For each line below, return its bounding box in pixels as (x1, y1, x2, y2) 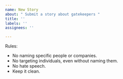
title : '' (5, 16, 26, 21)
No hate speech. (12, 63, 46, 69)
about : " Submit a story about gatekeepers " (5, 12, 100, 17)
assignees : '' (5, 26, 34, 30)
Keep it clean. (12, 68, 40, 74)
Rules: (5, 43, 18, 49)
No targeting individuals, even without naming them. (12, 58, 118, 64)
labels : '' (5, 21, 28, 26)
